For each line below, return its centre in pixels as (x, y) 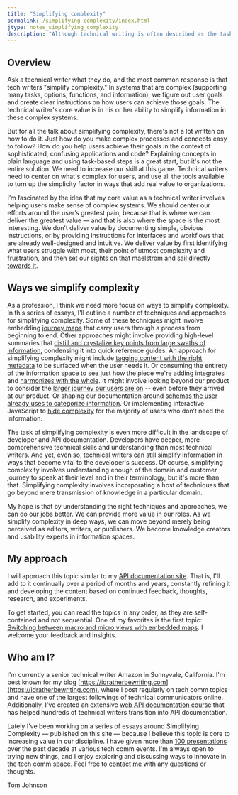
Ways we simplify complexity (74, 288)
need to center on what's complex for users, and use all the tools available (116, 177)
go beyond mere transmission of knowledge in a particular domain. (105, 492)
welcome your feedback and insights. (62, 635)
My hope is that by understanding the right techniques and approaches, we (117, 506)
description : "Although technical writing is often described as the (112, 34)
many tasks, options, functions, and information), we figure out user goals (115, 95)
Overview (29, 62)
